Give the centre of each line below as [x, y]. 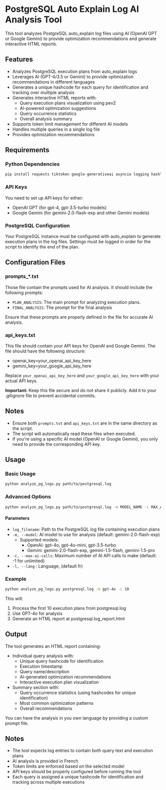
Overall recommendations [46, 708]
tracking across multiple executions [48, 782]
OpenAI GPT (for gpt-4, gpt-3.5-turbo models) [60, 207]
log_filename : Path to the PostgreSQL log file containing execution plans [86, 529]
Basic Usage [21, 474]
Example [16, 579]
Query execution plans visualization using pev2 [68, 103]
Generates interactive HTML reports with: [55, 98]
